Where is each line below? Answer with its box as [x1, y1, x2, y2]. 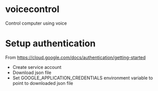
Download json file [12, 69, 51, 75]
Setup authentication [5, 38, 96, 49]
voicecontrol [5, 4, 60, 15]
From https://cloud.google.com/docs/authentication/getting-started [5, 54, 146, 60]
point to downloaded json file [12, 80, 73, 86]
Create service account [12, 64, 62, 70]
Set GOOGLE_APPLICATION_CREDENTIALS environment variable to [12, 74, 153, 81]
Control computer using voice [5, 20, 67, 26]
